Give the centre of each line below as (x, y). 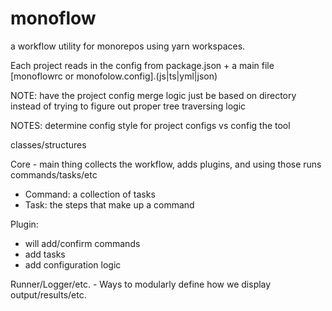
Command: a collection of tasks (90, 194)
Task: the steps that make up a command (109, 204)
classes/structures (48, 144)
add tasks (45, 254)
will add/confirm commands (82, 243)
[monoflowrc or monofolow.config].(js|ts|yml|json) (114, 76)
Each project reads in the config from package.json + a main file (142, 65)
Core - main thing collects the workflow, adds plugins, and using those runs (166, 164)
